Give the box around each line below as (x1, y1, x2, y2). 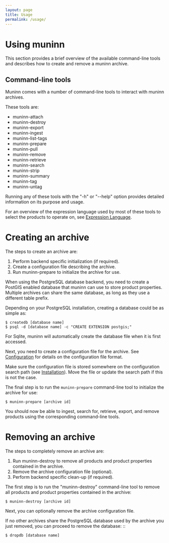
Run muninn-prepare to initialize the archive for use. (12, 269, 121, 275)
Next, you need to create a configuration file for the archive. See (5, 349, 139, 355)
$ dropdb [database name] (5, 533, 60, 538)
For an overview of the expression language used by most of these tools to (5, 208, 161, 215)
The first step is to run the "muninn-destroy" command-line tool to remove (5, 484, 160, 490)
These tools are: (5, 104, 39, 110)
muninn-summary (12, 173, 50, 179)
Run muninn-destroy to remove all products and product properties (12, 458, 152, 464)
